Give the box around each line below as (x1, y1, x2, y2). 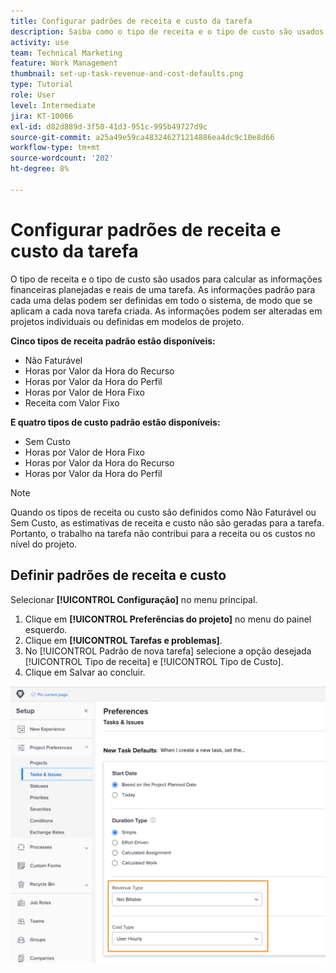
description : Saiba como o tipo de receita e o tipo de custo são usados (10, 26, 325, 37)
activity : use (10, 37, 70, 47)
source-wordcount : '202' (10, 153, 114, 164)
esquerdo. (24, 623, 68, 635)
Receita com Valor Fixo (24, 396, 120, 409)
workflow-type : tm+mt (10, 143, 101, 153)
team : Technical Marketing (10, 48, 123, 58)
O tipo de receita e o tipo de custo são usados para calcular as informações (10, 273, 323, 285)
